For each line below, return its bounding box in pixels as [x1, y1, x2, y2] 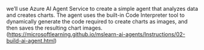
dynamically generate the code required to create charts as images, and [6, 18, 188, 25]
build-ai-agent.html [6, 37, 55, 44]
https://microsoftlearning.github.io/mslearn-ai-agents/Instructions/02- [8, 31, 186, 38]
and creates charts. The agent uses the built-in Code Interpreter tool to [6, 11, 185, 19]
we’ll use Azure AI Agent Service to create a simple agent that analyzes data [6, 5, 199, 12]
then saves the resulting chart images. [6, 24, 103, 31]
